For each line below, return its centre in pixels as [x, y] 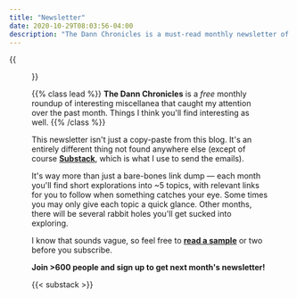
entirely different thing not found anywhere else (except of [139, 149]
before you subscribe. [72, 250]
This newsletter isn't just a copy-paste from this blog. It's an [142, 140]
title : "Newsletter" [48, 17]
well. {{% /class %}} [69, 122]
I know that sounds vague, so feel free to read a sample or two [147, 241]
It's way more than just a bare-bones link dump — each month [146, 176]
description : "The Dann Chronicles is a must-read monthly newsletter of [149, 34]
